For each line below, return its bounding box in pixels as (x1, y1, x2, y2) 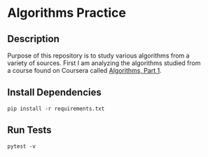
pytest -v (7, 142, 36, 150)
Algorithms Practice (7, 5, 126, 21)
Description (7, 33, 60, 45)
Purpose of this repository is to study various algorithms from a (7, 51, 190, 60)
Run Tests (7, 124, 52, 136)
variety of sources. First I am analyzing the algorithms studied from (7, 59, 201, 67)
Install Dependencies (7, 86, 102, 99)
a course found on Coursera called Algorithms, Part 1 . (7, 67, 162, 74)
